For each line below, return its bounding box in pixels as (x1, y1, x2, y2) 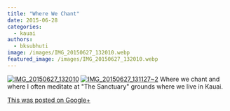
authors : (7, 36, 33, 43)
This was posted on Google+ (7, 96, 91, 104)
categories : (7, 23, 42, 30)
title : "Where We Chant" (7, 10, 80, 17)
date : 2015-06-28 (7, 17, 58, 24)
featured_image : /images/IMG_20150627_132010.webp (7, 56, 158, 63)
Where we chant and (160, 75, 220, 83)
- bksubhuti (13, 43, 49, 50)
